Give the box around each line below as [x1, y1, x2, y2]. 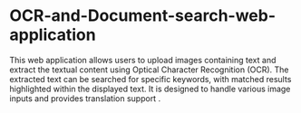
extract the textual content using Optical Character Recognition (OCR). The [9, 64, 289, 75]
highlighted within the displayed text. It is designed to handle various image [9, 83, 291, 94]
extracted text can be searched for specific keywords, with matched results [9, 73, 292, 84]
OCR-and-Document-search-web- [9, 5, 277, 26]
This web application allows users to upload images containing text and [9, 54, 277, 65]
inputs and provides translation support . [9, 92, 161, 104]
